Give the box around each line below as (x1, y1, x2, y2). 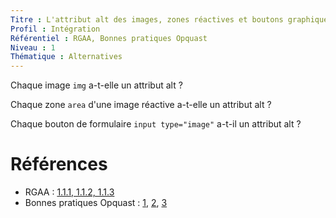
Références (10, 153, 108, 176)
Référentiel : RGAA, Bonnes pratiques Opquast (10, 33, 208, 43)
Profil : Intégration (10, 24, 101, 34)
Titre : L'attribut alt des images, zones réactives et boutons (10, 14, 284, 25)
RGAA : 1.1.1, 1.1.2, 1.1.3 (24, 186, 115, 198)
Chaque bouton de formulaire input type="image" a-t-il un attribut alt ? (10, 118, 302, 130)
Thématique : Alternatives (10, 52, 123, 62)
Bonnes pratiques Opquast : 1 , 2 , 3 (24, 197, 168, 209)
